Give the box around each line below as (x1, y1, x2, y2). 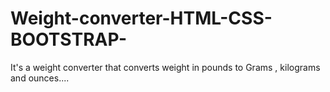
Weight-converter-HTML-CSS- (10, 7, 273, 30)
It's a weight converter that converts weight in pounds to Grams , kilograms (10, 61, 321, 73)
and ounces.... (10, 72, 70, 84)
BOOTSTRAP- (10, 28, 128, 51)
